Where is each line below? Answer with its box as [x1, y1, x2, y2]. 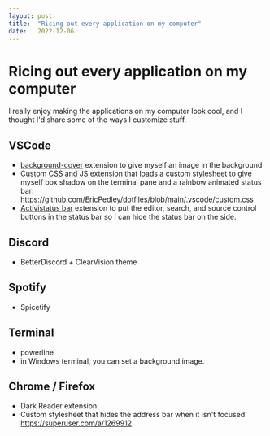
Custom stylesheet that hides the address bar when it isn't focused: [20, 410, 247, 420]
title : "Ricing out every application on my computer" [8, 20, 202, 28]
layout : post [8, 11, 53, 20]
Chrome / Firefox [8, 379, 96, 393]
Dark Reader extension [20, 401, 98, 411]
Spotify [8, 281, 47, 294]
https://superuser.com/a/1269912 [20, 418, 133, 428]
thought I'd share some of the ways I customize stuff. [8, 115, 187, 124]
